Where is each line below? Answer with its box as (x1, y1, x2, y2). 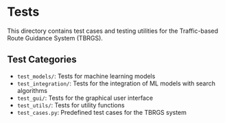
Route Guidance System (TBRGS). (7, 33, 103, 42)
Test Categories (7, 54, 77, 66)
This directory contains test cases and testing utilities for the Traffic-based (7, 27, 218, 35)
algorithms (16, 86, 48, 94)
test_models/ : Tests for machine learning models (16, 72, 156, 80)
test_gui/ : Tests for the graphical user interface (16, 94, 153, 102)
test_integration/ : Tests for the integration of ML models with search (16, 79, 216, 87)
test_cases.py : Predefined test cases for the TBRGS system (16, 108, 187, 116)
